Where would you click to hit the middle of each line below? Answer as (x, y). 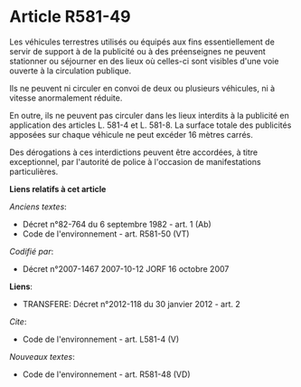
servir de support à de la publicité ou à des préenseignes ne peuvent (138, 51)
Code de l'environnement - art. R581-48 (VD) (106, 374)
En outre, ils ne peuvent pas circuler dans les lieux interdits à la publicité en (149, 115)
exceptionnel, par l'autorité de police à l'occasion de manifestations (135, 161)
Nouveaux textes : (42, 356)
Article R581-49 (70, 17)
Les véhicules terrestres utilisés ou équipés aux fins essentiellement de (142, 42)
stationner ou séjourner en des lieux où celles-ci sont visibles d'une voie (144, 61)
